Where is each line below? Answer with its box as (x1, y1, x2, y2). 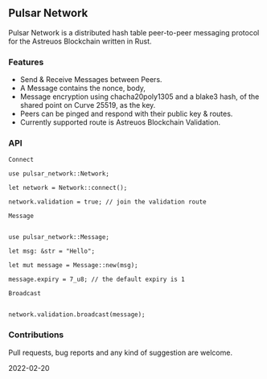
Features (8, 56, 44, 68)
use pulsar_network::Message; (8, 233, 110, 241)
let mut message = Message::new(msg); (8, 262, 138, 270)
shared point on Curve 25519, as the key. (19, 101, 156, 110)
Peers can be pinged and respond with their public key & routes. (19, 109, 233, 119)
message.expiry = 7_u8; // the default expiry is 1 (8, 275, 185, 284)
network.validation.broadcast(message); (8, 311, 146, 319)
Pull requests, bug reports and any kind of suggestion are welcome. (8, 348, 233, 357)
